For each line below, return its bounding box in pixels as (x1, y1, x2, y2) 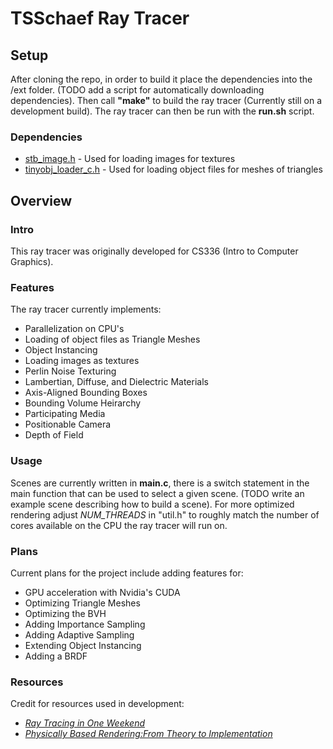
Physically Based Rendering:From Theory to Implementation (24, 728, 273, 740)
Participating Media (24, 408, 106, 420)
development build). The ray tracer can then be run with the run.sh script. (10, 105, 315, 117)
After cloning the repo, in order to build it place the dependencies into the (10, 73, 313, 85)
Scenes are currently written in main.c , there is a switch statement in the (10, 477, 310, 489)
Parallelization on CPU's (24, 323, 125, 335)
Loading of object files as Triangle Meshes (24, 333, 201, 346)
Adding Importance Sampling (24, 618, 146, 630)
